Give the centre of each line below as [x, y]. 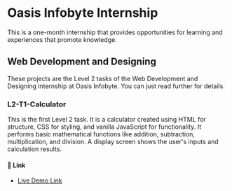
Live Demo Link [40, 181]
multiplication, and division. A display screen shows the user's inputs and [113, 142]
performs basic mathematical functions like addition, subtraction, [101, 134]
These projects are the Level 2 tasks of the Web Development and [103, 78]
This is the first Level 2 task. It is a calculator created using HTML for [107, 120]
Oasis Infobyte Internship [83, 13]
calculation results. [34, 149]
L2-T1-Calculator [37, 104]
